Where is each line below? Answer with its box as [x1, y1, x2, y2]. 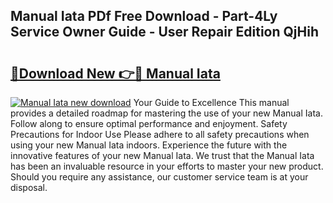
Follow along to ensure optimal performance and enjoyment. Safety [10, 118, 288, 129]
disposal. [10, 182, 48, 193]
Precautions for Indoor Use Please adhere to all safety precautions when [10, 129, 310, 140]
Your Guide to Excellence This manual [133, 97, 290, 108]
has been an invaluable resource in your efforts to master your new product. [10, 160, 324, 172]
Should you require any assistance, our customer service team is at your [10, 171, 309, 183]
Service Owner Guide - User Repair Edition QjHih [10, 24, 319, 41]
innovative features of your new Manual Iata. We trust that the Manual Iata [10, 150, 315, 161]
